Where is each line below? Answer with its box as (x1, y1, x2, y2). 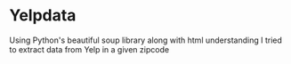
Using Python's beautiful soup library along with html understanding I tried (9, 35, 283, 45)
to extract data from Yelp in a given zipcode (9, 44, 170, 54)
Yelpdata (9, 5, 77, 26)
